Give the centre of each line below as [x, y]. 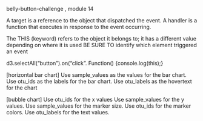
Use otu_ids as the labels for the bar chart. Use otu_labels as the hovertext [99, 81]
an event [17, 51]
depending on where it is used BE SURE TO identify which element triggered [101, 45]
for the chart [22, 88]
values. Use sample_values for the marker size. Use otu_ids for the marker [99, 106]
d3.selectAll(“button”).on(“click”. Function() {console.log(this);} [85, 63]
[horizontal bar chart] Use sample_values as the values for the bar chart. [96, 75]
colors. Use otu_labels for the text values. [58, 112]
